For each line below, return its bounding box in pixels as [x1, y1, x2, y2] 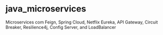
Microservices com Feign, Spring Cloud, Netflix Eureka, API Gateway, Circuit [5, 19, 158, 25]
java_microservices [5, 3, 86, 14]
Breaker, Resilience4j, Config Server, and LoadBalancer [5, 24, 116, 30]
